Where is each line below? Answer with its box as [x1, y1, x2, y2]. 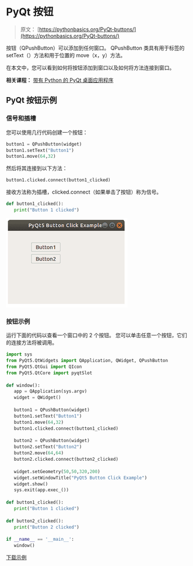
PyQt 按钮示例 [6, 95, 57, 105]
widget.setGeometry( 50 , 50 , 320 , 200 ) [13, 468, 100, 474]
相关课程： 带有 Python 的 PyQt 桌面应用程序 [6, 77, 114, 84]
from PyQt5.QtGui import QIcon [6, 364, 82, 370]
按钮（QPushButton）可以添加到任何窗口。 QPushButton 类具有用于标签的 [6, 44, 185, 51]
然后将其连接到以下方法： [6, 165, 68, 172]
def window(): [6, 382, 41, 388]
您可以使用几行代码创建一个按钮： [6, 129, 88, 136]
